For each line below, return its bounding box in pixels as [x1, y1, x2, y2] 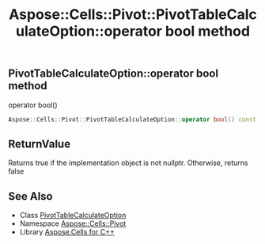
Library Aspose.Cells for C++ [19, 227, 115, 237]
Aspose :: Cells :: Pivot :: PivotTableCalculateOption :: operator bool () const [8, 115, 257, 123]
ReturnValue [8, 137, 71, 151]
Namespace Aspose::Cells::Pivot [19, 219, 127, 228]
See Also [8, 190, 53, 203]
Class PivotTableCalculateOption [19, 211, 127, 220]
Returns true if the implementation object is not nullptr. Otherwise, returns [8, 158, 248, 167]
